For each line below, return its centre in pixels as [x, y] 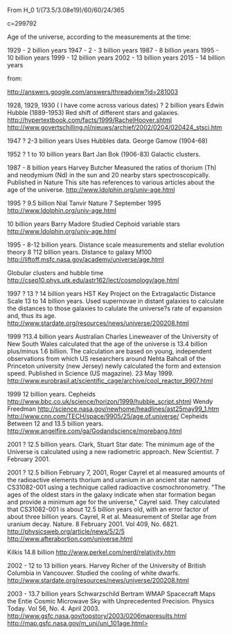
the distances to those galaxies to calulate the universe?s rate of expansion [115, 308]
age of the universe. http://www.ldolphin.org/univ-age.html [91, 190]
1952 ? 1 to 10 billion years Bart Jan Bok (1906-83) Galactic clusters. [104, 154]
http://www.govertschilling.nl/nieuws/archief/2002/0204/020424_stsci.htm [115, 127]
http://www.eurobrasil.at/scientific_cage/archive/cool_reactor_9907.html [110, 381]
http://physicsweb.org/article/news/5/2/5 [66, 531]
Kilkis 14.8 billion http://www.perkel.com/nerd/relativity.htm [91, 552]
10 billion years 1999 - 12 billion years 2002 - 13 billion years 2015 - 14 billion [116, 58]
